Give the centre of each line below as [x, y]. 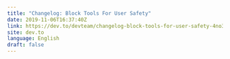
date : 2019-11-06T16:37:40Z [47, 20]
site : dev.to [26, 32]
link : [15, 26]
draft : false [26, 45]
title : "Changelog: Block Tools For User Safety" [79, 13]
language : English [33, 39]
